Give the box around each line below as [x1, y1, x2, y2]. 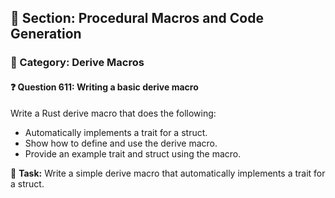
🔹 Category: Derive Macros [10, 56, 145, 70]
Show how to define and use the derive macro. [24, 137, 218, 149]
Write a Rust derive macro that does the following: [10, 107, 217, 119]
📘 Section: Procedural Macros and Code [10, 10, 264, 27]
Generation [10, 26, 82, 43]
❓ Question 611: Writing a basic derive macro [10, 81, 199, 93]
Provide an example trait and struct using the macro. [24, 147, 242, 160]
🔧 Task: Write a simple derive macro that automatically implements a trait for [10, 167, 326, 179]
